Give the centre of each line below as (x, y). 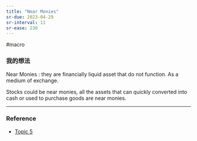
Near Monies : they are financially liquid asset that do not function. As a (92, 74)
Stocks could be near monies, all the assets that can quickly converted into (97, 92)
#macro (16, 45)
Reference (21, 119)
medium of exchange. (32, 80)
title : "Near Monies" (33, 11)
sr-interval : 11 (26, 22)
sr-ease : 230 (22, 28)
